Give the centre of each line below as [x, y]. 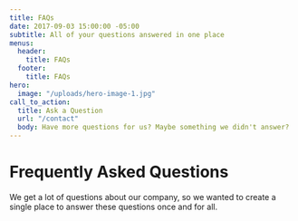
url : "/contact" [48, 119]
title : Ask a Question [60, 110]
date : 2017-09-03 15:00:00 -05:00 [75, 26]
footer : [32, 69]
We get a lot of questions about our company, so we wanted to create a [143, 197]
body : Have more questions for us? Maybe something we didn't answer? [154, 128]
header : [32, 52]
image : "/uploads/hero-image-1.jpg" [87, 93]
